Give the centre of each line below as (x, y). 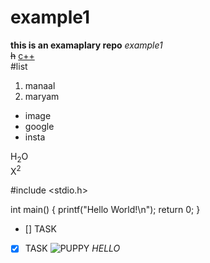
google (39, 126)
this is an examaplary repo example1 (86, 45)
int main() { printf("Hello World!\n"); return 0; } (105, 210)
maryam (42, 96)
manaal (40, 85)
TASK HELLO (72, 248)
